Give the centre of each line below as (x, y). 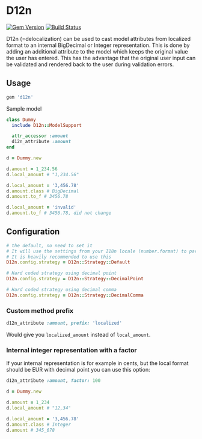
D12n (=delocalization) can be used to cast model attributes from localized (99, 38)
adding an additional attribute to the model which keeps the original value (97, 51)
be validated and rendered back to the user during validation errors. (90, 64)
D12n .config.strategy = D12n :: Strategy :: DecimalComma (75, 295)
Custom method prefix (40, 310)
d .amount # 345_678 (31, 430)
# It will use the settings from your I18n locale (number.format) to (96, 251)
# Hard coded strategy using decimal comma (62, 290)
